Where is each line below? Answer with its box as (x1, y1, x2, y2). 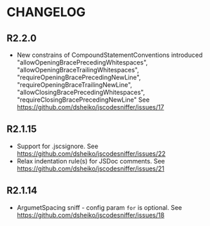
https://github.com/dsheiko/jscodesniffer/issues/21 (16, 164, 164, 173)
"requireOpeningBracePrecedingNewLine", (16, 73, 141, 81)
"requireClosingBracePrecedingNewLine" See (16, 95, 150, 104)
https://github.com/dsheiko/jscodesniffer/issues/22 (16, 149, 166, 158)
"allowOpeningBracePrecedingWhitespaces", (16, 58, 148, 67)
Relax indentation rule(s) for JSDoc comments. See (16, 157, 166, 165)
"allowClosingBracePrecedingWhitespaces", (16, 88, 145, 96)
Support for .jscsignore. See (16, 142, 99, 150)
